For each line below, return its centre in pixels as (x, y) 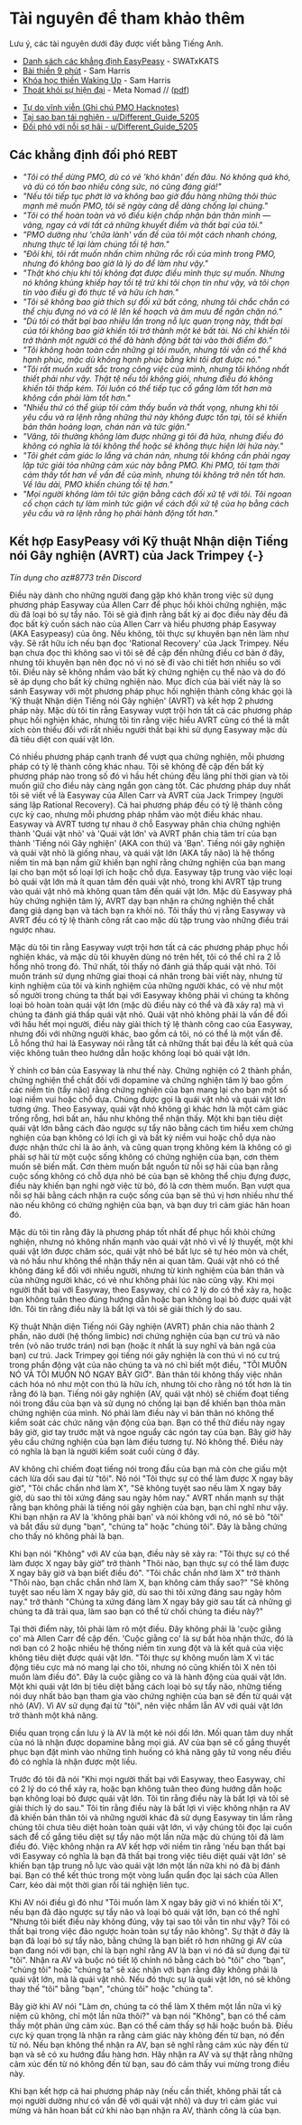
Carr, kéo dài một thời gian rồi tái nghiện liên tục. (99, 1884)
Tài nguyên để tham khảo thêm (127, 19)
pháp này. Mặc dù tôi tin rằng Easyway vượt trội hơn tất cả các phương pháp (151, 710)
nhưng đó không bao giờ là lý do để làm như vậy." (115, 263)
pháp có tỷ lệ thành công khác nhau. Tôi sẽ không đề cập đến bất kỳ (137, 766)
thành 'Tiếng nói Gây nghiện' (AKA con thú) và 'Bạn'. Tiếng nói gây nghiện (147, 843)
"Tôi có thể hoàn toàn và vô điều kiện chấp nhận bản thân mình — (146, 215)
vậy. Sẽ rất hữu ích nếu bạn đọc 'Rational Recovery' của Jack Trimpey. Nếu (149, 643)
